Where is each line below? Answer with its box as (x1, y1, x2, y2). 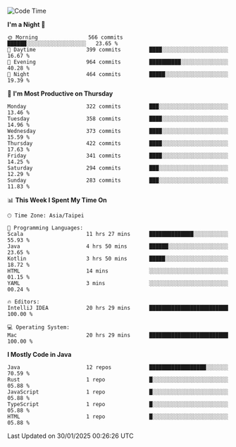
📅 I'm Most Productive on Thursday (7, 89, 113, 98)
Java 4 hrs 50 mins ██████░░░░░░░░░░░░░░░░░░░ (7, 243, 229, 250)
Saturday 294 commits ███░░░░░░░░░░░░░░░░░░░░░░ (7, 165, 229, 172)
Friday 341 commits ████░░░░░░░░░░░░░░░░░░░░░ (7, 152, 229, 159)
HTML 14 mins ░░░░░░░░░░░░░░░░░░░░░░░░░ (7, 267, 229, 275)
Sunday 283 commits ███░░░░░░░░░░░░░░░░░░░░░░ (7, 177, 229, 184)
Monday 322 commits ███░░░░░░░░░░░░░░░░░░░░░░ (7, 103, 229, 110)
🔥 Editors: (7, 298, 40, 306)
